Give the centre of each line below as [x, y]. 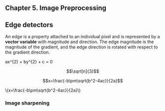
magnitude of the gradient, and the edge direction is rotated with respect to [82, 47]
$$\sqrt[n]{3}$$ [83, 71]
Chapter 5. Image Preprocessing [56, 8]
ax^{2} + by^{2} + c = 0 [29, 62]
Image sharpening [27, 103]
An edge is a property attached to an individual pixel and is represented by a [82, 37]
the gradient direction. [28, 52]
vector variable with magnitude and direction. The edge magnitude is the [80, 42]
